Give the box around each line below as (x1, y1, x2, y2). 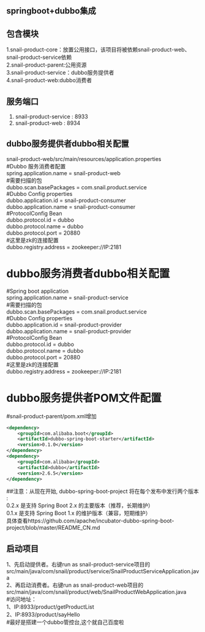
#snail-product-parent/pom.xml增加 (6, 412, 97, 419)
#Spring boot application (6, 287, 69, 295)
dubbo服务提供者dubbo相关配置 (6, 138, 130, 149)
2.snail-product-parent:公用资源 (6, 61, 87, 69)
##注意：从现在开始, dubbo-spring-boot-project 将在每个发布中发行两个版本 (6, 487, 199, 495)
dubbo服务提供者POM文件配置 (6, 391, 162, 405)
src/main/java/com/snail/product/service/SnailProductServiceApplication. (6, 568, 192, 575)
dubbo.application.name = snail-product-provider (6, 327, 132, 335)
